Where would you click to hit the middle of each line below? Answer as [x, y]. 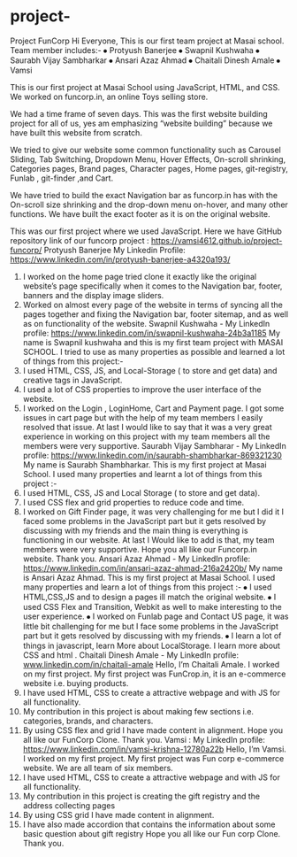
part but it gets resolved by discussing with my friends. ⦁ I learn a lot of [152, 636]
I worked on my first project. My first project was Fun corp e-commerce [153, 758]
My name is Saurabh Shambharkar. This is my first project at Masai [145, 464]
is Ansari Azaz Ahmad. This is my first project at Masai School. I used [149, 577]
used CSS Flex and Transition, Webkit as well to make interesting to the [152, 606]
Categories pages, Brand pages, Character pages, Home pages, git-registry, [149, 168]
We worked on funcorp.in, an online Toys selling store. [109, 97]
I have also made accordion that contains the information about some [149, 824]
